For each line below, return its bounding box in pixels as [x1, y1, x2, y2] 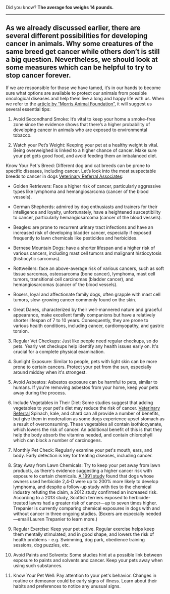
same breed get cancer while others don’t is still [6, 48, 160, 56]
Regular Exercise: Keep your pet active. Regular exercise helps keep [13, 526, 155, 532]
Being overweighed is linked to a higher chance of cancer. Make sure [13, 147, 157, 153]
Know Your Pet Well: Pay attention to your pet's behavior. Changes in [13, 572, 157, 578]
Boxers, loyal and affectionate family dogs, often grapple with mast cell [13, 291, 161, 297]
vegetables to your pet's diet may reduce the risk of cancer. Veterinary [13, 405, 160, 411]
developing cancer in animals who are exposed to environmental [13, 127, 148, 133]
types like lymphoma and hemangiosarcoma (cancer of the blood [13, 188, 149, 194]
